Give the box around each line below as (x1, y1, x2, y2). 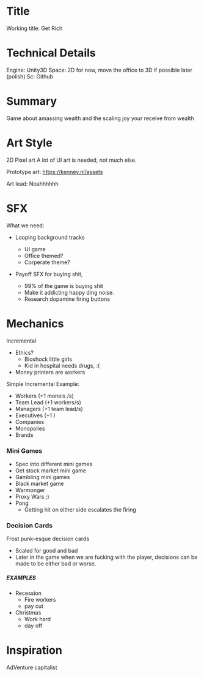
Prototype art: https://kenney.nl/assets (6, 168, 103, 175)
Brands (15, 431, 34, 439)
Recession (15, 589, 42, 597)
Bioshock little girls (24, 355, 72, 363)
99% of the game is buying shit (24, 282, 104, 289)
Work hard (24, 616, 51, 623)
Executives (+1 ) (15, 412, 56, 419)
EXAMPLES (6, 574, 37, 581)
